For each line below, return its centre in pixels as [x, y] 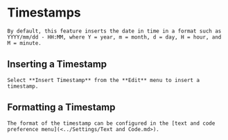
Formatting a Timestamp [61, 107]
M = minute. [24, 43]
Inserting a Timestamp [57, 64]
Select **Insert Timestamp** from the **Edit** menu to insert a [103, 80]
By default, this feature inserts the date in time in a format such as [114, 31]
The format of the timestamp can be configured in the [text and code [111, 123]
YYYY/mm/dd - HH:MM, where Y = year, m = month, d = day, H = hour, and [114, 37]
